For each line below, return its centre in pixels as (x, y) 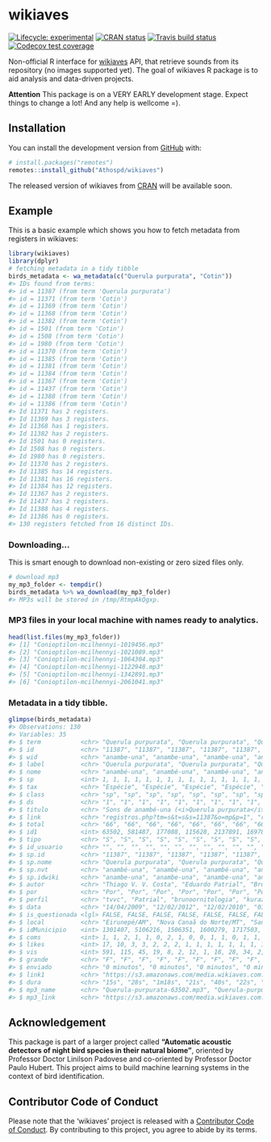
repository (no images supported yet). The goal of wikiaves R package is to (133, 69)
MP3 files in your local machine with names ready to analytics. (133, 620)
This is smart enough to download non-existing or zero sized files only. (126, 562)
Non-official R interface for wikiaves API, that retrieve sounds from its (124, 61)
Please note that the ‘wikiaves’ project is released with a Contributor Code (131, 1121)
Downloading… (39, 544)
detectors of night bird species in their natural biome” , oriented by (121, 1051)
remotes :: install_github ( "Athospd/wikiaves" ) (86, 170)
